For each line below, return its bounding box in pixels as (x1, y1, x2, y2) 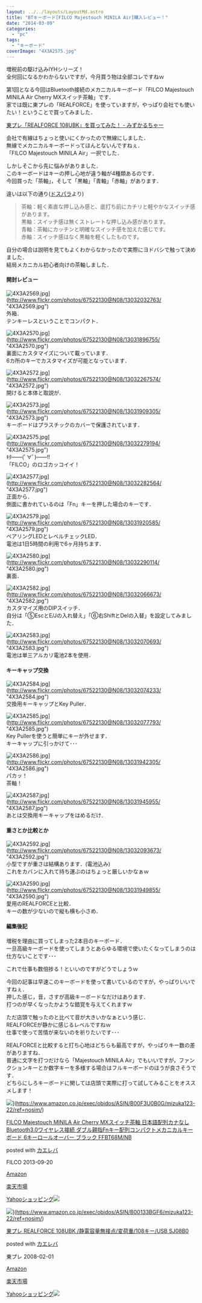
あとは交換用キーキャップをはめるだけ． (6, 812, 107, 819)
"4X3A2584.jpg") (6, 693, 49, 701)
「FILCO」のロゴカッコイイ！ (6, 460, 80, 468)
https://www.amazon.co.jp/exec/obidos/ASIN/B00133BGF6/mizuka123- (16, 1208, 194, 1215)
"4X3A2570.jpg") (6, 342, 49, 349)
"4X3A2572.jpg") (6, 382, 49, 389)
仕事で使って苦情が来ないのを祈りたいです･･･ (6, 1028, 119, 1036)
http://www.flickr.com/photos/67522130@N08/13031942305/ (8, 759, 161, 766)
